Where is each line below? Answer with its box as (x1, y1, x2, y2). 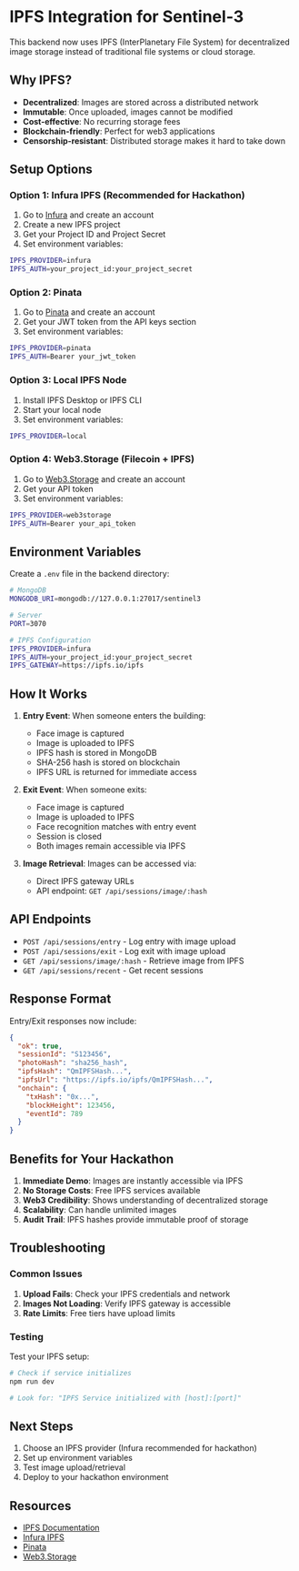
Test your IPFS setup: (9, 1351, 90, 1362)
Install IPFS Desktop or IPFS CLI (22, 394, 143, 406)
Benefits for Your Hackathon (9, 1151, 174, 1166)
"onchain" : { (17, 1083, 67, 1093)
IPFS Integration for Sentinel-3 (9, 6, 244, 27)
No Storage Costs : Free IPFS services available (22, 1185, 201, 1196)
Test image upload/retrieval (22, 1462, 125, 1473)
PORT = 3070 (9, 619, 47, 629)
